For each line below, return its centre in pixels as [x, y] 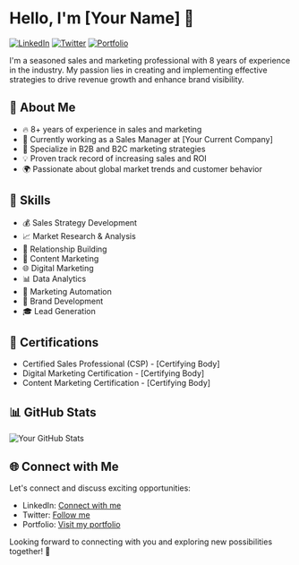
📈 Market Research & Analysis [79, 235]
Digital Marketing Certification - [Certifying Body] [113, 373]
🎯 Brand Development [63, 301]
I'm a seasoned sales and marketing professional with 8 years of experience [150, 60]
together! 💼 [30, 551]
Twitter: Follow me [56, 515]
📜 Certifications [54, 342]
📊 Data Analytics [54, 278]
